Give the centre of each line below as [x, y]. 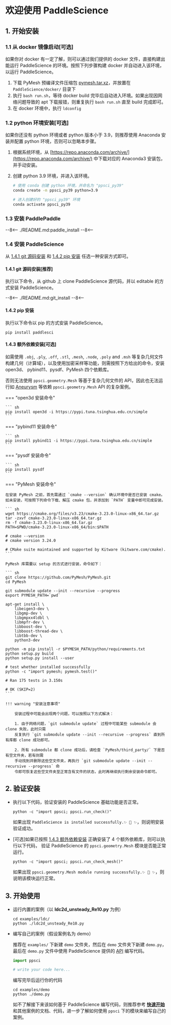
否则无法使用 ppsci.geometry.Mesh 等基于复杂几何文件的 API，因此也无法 [82, 380]
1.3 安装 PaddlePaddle [33, 218]
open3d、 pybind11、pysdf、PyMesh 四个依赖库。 [58, 369]
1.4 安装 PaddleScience [35, 244]
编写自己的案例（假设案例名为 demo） [53, 933]
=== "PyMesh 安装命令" [31, 484]
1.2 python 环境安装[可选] [37, 122]
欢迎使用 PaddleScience [57, 11]
